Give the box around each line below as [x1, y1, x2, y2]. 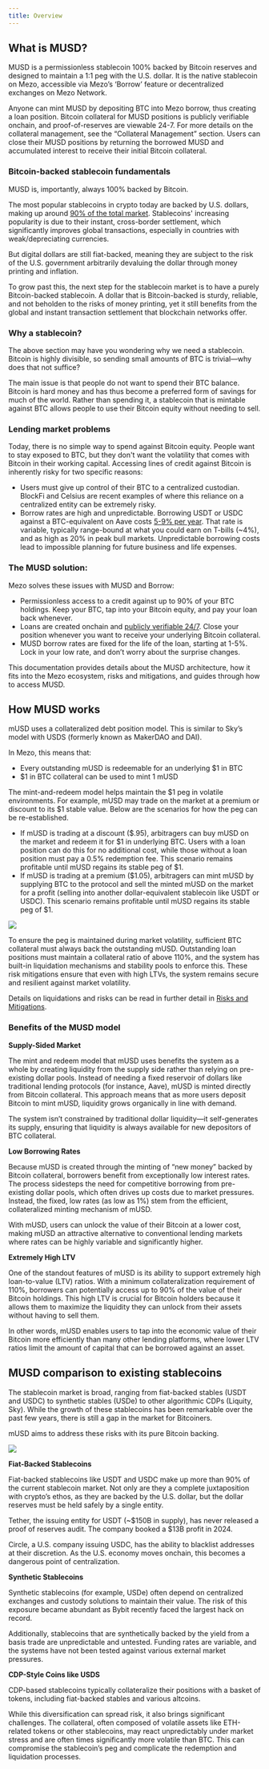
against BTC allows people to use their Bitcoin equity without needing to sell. [8, 403, 261, 413]
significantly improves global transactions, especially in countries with [8, 225, 239, 235]
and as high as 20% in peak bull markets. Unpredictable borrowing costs [19, 534, 260, 544]
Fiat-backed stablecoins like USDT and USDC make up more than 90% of [8, 1474, 251, 1484]
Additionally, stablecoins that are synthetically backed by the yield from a [8, 1628, 250, 1638]
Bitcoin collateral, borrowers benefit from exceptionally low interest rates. [8, 1170, 251, 1180]
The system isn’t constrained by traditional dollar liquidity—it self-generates [8, 1113, 259, 1123]
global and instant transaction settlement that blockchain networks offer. [8, 307, 247, 317]
